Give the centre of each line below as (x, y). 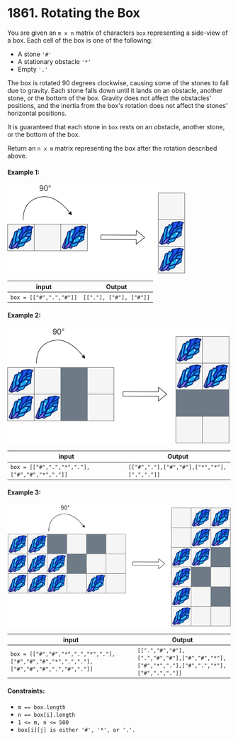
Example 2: (24, 315)
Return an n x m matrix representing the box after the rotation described (112, 148)
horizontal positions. (37, 113)
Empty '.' (33, 69)
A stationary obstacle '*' (54, 61)
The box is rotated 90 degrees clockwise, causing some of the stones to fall (118, 82)
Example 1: (24, 172)
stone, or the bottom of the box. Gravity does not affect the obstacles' (109, 98)
